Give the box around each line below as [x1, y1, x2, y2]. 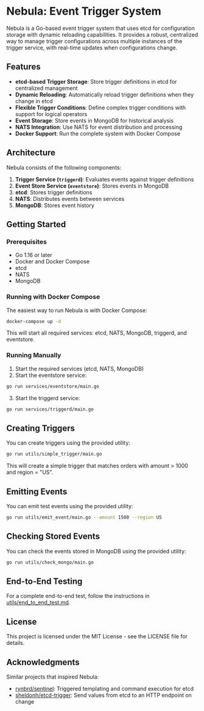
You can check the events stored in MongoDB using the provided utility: [6, 547, 186, 555]
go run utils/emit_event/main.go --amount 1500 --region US [6, 514, 163, 520]
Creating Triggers [6, 423, 75, 433]
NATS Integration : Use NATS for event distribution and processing [15, 123, 183, 131]
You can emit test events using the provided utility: [6, 502, 133, 509]
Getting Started [6, 219, 66, 230]
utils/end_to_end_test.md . [6, 599, 71, 606]
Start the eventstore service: [15, 371, 87, 379]
